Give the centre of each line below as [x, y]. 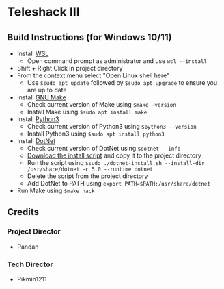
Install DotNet [36, 141]
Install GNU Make [41, 97]
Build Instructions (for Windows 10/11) [89, 37]
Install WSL [33, 53]
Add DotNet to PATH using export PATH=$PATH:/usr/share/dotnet [118, 183]
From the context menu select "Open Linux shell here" [93, 75]
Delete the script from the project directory [87, 176]
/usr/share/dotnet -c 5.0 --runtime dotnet [90, 169]
